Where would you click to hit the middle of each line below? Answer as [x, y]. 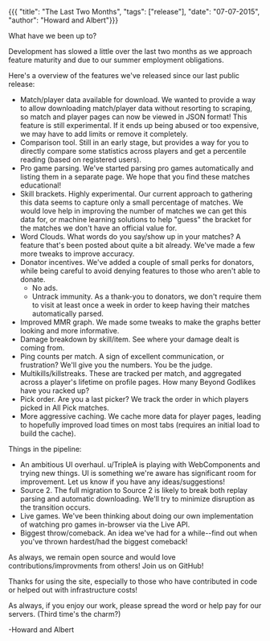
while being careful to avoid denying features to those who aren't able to [140, 271]
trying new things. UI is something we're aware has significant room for [138, 473]
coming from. [42, 348]
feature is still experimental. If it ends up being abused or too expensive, [139, 125]
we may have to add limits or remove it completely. [104, 134]
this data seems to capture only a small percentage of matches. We [131, 202]
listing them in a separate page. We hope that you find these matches [135, 177]
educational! [41, 185]
